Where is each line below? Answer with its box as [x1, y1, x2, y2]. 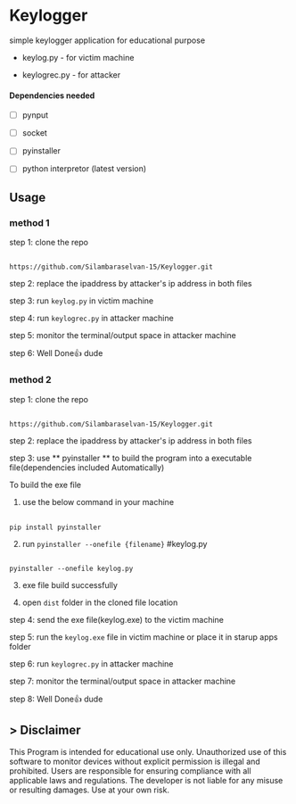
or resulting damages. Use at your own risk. [9, 784, 169, 795]
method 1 [9, 216, 51, 228]
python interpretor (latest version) [21, 163, 147, 174]
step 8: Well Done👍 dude [9, 693, 103, 704]
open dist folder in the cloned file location [21, 597, 178, 608]
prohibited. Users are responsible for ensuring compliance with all [9, 765, 251, 776]
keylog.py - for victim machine [21, 52, 135, 62]
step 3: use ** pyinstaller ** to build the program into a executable [9, 452, 252, 464]
